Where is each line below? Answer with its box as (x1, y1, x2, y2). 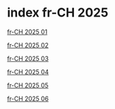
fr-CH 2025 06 (7, 95, 49, 103)
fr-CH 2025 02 (7, 41, 49, 49)
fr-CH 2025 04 (7, 68, 49, 76)
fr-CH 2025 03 (7, 54, 49, 63)
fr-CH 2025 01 (7, 28, 48, 36)
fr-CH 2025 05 (7, 81, 49, 89)
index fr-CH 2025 (7, 5, 109, 21)
